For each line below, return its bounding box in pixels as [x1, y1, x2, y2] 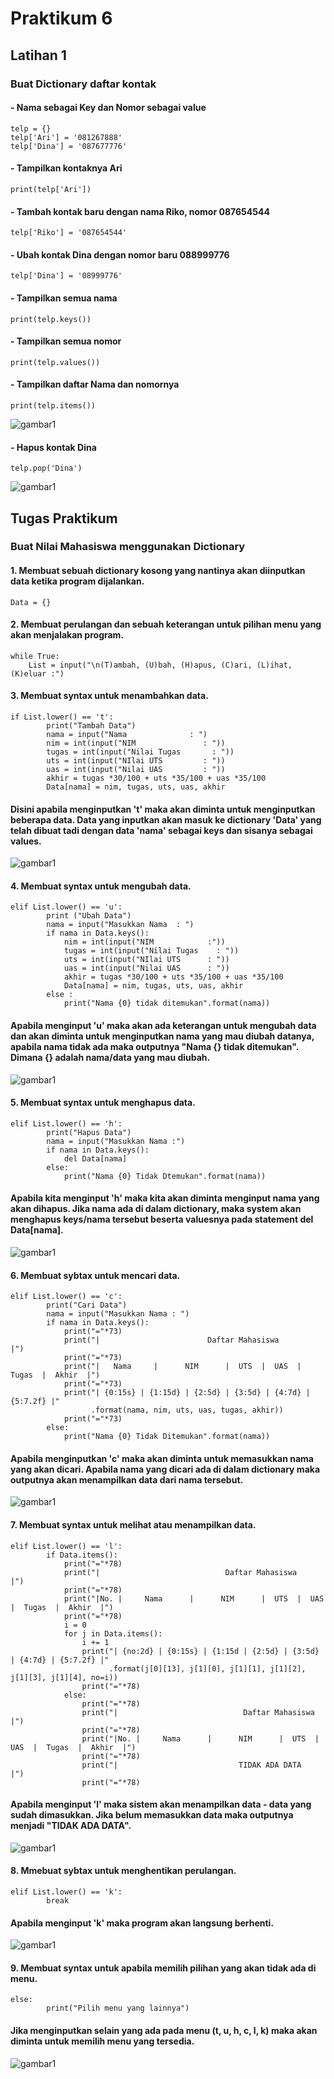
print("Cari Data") [46, 1300, 128, 1311]
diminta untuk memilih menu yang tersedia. [10, 2035, 195, 2047]
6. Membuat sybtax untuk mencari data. [10, 1269, 181, 1281]
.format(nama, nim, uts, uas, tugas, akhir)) [90, 1405, 284, 1416]
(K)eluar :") [10, 668, 65, 679]
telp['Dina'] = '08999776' [10, 271, 123, 281]
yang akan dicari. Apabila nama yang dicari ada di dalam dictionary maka [10, 1463, 321, 1475]
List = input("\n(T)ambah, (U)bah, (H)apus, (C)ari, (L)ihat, [28, 660, 293, 670]
